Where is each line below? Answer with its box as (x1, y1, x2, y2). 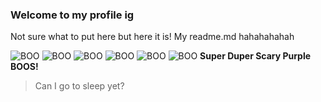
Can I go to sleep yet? (34, 80, 125, 92)
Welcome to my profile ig (10, 8, 135, 22)
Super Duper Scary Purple (199, 50, 312, 62)
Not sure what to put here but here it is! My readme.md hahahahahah (10, 31, 295, 43)
